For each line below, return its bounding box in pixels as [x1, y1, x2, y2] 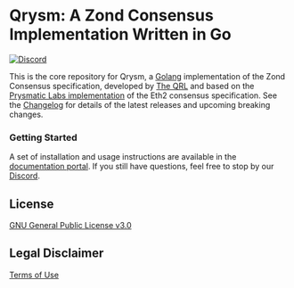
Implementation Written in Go [9, 24, 232, 45]
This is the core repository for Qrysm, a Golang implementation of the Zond [9, 70, 286, 81]
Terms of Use [9, 269, 60, 280]
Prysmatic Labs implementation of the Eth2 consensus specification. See [9, 90, 278, 101]
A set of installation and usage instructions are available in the [9, 152, 237, 162]
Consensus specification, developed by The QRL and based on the [9, 80, 255, 91]
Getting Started [9, 131, 78, 144]
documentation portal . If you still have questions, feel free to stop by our [9, 161, 274, 172]
